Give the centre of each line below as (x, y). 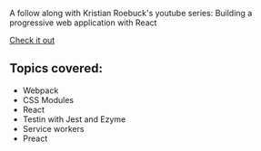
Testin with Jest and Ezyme (74, 119)
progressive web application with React (83, 23)
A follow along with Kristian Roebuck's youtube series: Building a (131, 13)
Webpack (40, 90)
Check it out (32, 40)
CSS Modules (48, 99)
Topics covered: (56, 68)
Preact (35, 138)
